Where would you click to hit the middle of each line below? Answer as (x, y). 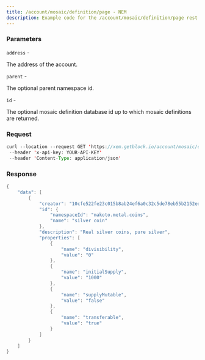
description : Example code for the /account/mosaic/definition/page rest (102, 18)
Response (21, 174)
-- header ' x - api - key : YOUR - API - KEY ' (56, 152)
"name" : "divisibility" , (92, 249)
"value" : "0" (77, 255)
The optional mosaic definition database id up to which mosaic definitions (99, 111)
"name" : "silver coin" (79, 221)
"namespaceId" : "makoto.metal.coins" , (99, 215)
